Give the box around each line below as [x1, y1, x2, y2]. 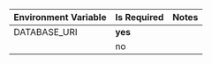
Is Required [114, 11, 164, 23]
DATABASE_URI [13, 26, 78, 38]
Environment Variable [13, 11, 107, 23]
